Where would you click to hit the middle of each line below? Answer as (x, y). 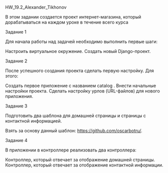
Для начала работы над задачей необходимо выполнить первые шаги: (81, 41)
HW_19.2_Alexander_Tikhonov (36, 7)
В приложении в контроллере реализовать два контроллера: (71, 150)
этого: (12, 76)
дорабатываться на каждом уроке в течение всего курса (67, 22)
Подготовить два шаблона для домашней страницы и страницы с (76, 115)
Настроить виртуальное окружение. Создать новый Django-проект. (78, 51)
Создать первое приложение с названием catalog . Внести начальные (81, 85)
